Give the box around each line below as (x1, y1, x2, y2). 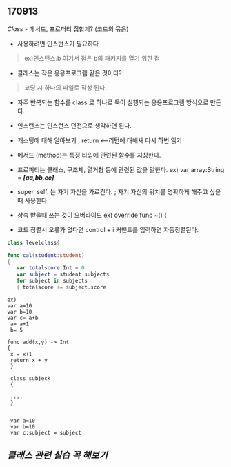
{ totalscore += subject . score (16, 284, 107, 291)
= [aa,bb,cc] (17, 173, 54, 182)
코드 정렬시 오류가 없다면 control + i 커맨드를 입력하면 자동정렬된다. (17, 225, 199, 233)
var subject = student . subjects (16, 271, 110, 278)
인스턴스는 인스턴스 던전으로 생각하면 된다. (17, 121, 132, 130)
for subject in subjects (16, 278, 88, 285)
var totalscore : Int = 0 (16, 265, 85, 271)
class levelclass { (7, 239, 60, 246)
